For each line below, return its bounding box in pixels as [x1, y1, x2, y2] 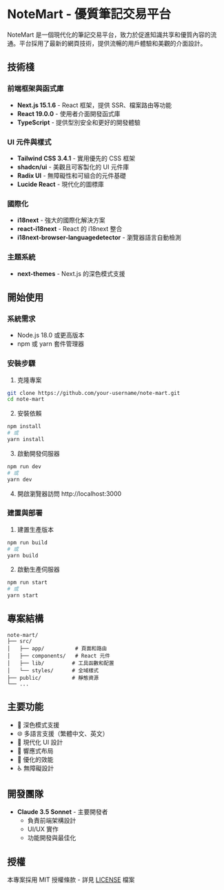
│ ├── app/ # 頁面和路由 [7, 645, 108, 652]
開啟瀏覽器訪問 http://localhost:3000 [17, 489, 122, 498]
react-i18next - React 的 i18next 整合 [17, 225, 123, 233]
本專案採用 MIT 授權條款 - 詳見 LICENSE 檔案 [7, 875, 135, 884]
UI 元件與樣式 [7, 137, 52, 147]
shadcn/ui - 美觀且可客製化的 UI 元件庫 [17, 163, 130, 171]
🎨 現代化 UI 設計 [17, 738, 63, 746]
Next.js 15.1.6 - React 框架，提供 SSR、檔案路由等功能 [17, 101, 172, 109]
